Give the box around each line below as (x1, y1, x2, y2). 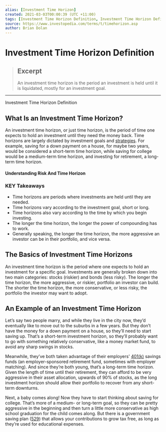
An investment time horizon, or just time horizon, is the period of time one (5, 127, 155, 133)
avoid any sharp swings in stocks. (5, 344, 74, 350)
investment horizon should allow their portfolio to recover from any (5, 380, 141, 386)
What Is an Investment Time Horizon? (5, 114, 124, 122)
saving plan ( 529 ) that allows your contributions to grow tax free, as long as (5, 416, 159, 422)
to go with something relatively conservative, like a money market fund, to (5, 339, 156, 345)
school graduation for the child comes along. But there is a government (5, 411, 150, 417)
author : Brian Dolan (5, 26, 48, 31)
